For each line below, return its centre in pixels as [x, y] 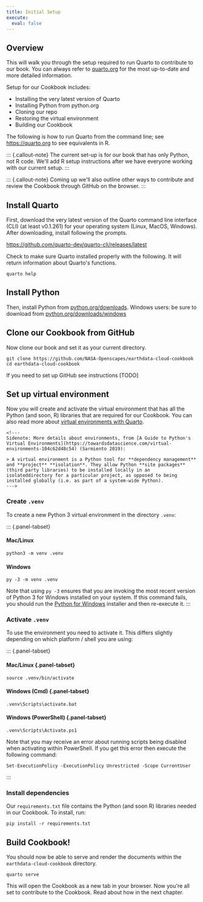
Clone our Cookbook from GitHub [71, 333]
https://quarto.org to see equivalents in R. [58, 143]
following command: [32, 755]
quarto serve [23, 875]
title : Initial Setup [34, 12]
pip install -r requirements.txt [48, 824]
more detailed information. [39, 75]
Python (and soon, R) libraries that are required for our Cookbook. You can [99, 415]
